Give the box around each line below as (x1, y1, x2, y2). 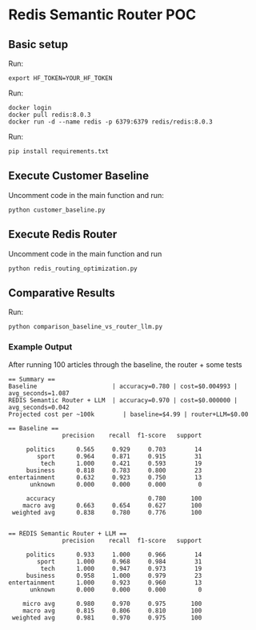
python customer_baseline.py (8, 206, 106, 214)
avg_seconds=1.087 (8, 389, 70, 398)
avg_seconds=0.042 (8, 403, 70, 411)
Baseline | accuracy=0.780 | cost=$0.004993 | (8, 382, 238, 390)
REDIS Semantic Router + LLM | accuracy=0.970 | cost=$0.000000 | (8, 396, 238, 404)
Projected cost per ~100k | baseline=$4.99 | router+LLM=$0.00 (8, 410, 249, 418)
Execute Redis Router (8, 228, 118, 241)
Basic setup (8, 38, 69, 51)
